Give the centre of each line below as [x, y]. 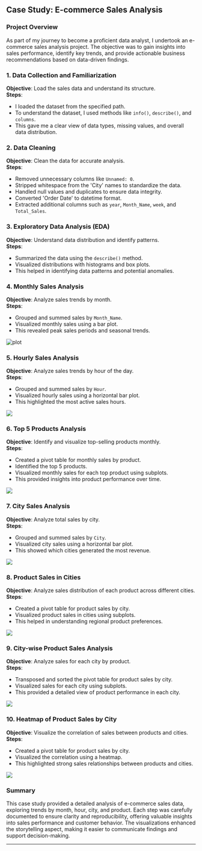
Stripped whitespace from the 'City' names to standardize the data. [98, 185]
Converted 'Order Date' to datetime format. [68, 198]
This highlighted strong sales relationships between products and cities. [104, 763]
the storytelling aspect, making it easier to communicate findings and [92, 829]
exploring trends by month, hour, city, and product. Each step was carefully [99, 810]
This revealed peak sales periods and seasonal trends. [82, 330]
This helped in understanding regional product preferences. [89, 622]
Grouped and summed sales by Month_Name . [69, 317]
